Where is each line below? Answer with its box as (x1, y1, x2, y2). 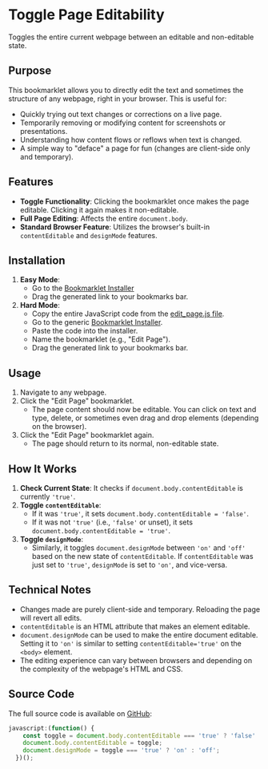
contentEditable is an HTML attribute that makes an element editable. (19, 621, 250, 631)
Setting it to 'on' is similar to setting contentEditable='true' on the (19, 638, 242, 648)
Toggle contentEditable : (19, 500, 102, 510)
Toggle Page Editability (8, 6, 166, 24)
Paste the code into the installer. (31, 326, 138, 336)
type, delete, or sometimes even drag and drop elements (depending (31, 413, 259, 423)
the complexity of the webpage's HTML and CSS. (19, 664, 183, 674)
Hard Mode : (19, 301, 60, 310)
